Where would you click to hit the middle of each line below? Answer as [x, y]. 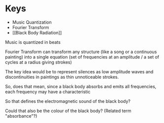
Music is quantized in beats [33, 42]
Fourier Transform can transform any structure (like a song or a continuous [81, 52]
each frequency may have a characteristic [48, 92]
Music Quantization [32, 22]
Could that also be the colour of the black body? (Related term [68, 111]
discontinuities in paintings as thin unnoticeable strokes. [62, 77]
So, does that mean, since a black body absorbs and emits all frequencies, [81, 86]
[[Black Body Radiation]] [37, 32]
